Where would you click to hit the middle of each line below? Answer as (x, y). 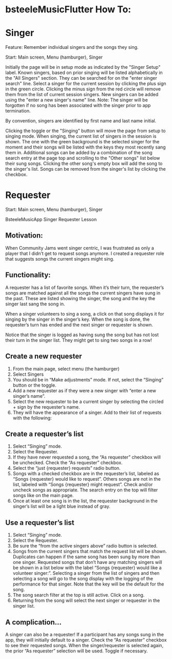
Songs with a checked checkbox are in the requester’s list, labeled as (86, 473)
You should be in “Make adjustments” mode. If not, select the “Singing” (88, 379)
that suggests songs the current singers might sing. (60, 259)
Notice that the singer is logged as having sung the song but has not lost (82, 335)
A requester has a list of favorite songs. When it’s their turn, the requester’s (85, 287)
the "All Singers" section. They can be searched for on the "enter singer (81, 78)
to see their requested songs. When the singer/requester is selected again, (84, 645)
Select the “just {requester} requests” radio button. (66, 468)
